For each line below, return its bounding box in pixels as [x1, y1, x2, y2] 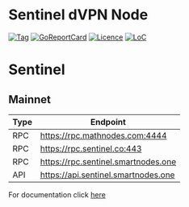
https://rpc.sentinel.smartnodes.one [40, 155, 176, 167]
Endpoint [90, 116, 127, 127]
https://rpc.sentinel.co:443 [40, 143, 142, 154]
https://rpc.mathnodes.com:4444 [40, 130, 167, 141]
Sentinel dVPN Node [8, 6, 149, 24]
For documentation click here [8, 189, 107, 199]
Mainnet [8, 93, 51, 106]
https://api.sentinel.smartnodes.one [40, 169, 175, 180]
